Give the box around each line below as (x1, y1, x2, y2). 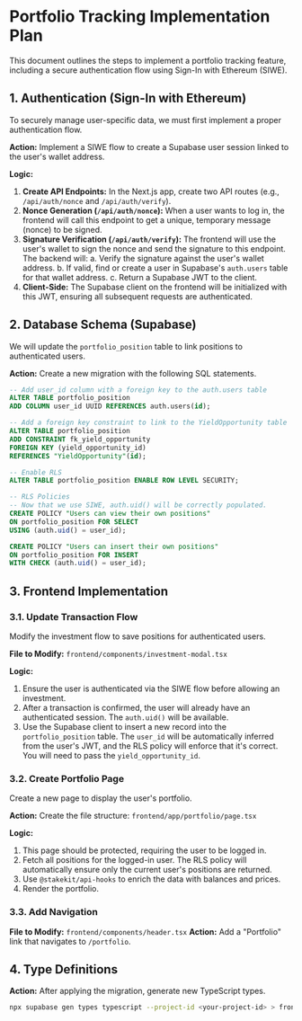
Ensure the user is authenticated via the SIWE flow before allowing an (22, 683, 280, 694)
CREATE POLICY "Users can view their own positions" (9, 510, 211, 519)
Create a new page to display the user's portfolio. (9, 793, 192, 803)
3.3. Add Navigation (9, 906, 99, 919)
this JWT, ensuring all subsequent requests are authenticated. (22, 290, 253, 302)
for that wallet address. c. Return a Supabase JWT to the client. (22, 271, 258, 282)
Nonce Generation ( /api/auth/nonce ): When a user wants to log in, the (22, 205, 285, 216)
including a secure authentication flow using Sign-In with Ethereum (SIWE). (9, 65, 288, 75)
